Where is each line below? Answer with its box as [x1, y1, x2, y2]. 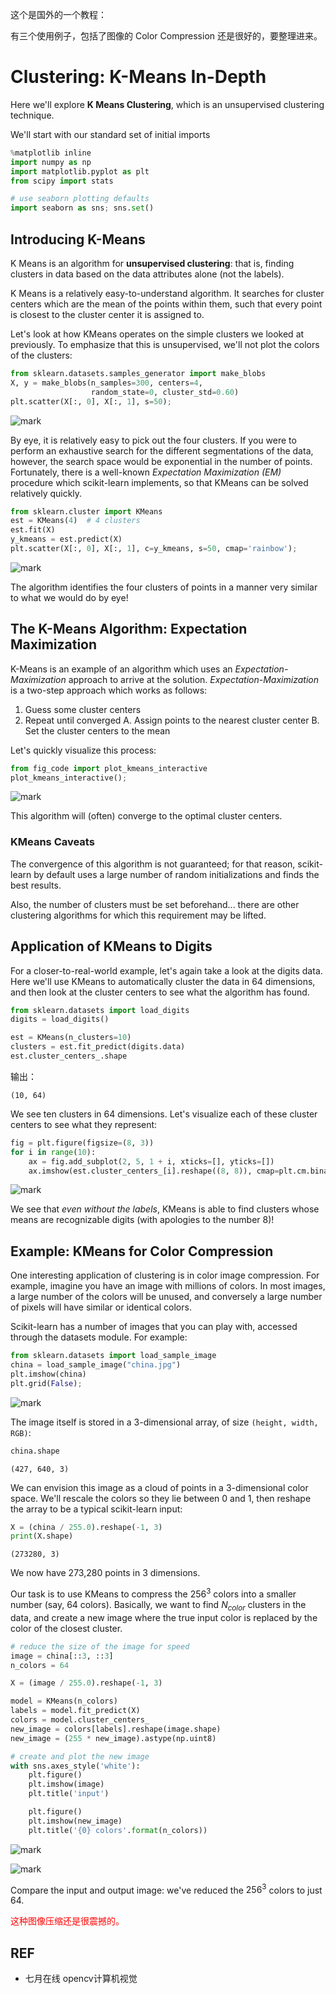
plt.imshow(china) [10, 1369, 87, 1379]
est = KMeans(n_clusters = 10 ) [10, 1033, 132, 1043]
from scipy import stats [10, 176, 114, 186]
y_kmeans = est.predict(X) [10, 534, 123, 545]
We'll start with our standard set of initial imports [10, 128, 211, 140]
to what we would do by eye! [10, 591, 129, 603]
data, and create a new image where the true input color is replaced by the [10, 1611, 318, 1623]
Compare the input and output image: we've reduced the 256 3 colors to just [10, 1882, 323, 1896]
